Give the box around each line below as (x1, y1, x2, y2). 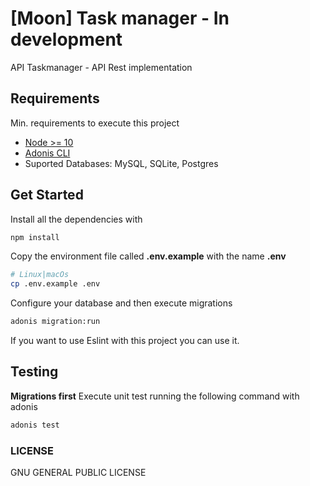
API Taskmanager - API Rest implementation (10, 61, 193, 73)
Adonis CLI (24, 147, 71, 159)
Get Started (10, 187, 84, 204)
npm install (10, 232, 60, 242)
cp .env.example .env (10, 279, 101, 289)
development (10, 28, 123, 51)
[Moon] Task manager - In (10, 7, 230, 30)
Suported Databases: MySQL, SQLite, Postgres (24, 157, 219, 169)
